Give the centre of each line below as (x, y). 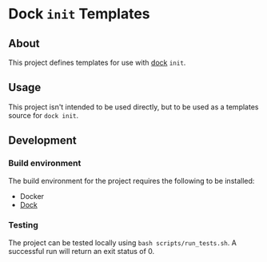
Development (43, 141)
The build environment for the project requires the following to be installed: (132, 181)
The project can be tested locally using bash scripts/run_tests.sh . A (123, 242)
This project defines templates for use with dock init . (97, 62)
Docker (32, 196)
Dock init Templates (79, 14)
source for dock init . (44, 115)
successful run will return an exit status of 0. (82, 251)
